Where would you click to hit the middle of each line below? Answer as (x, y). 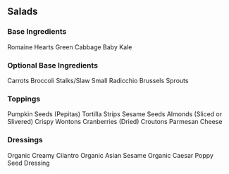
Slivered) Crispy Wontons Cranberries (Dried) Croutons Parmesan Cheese (115, 122)
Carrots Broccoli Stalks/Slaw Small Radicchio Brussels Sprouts (98, 80)
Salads (23, 12)
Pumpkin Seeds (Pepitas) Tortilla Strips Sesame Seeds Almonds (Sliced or (115, 114)
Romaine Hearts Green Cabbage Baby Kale (70, 47)
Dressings (25, 140)
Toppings (24, 99)
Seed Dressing (29, 163)
